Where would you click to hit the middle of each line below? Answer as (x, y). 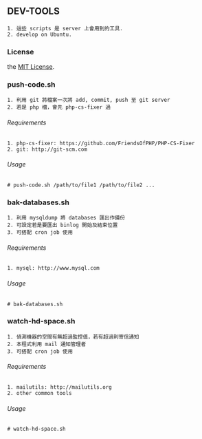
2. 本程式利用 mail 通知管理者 (47, 344)
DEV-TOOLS (33, 11)
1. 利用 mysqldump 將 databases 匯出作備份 (66, 218)
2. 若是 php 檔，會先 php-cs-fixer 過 (59, 107)
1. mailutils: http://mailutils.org (59, 387)
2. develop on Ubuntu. (40, 34)
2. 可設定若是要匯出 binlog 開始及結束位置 (63, 225)
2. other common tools (40, 394)
